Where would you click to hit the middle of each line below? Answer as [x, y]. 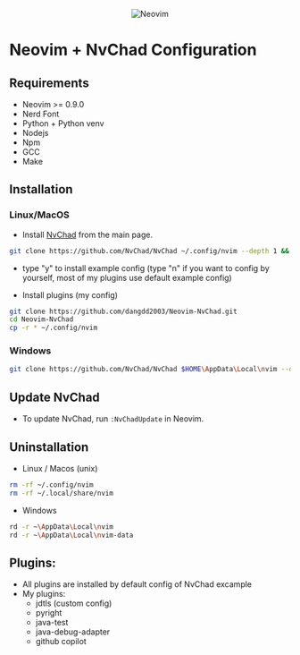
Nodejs [35, 133]
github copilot [61, 642]
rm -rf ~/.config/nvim [51, 485]
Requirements [49, 83]
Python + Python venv [63, 123]
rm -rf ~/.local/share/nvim [62, 493]
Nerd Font [41, 114]
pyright [49, 613]
